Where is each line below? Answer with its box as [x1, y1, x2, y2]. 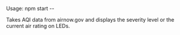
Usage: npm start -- [6, 5, 55, 12]
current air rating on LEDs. [6, 23, 70, 29]
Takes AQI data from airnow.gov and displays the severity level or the [6, 16, 175, 23]
